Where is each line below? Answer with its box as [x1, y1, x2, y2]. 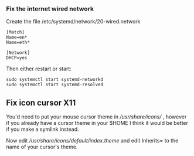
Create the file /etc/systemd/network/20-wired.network [6, 18, 141, 25]
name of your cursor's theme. [6, 143, 78, 151]
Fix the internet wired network [6, 5, 94, 13]
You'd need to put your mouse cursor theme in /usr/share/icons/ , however [6, 113, 187, 120]
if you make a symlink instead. [6, 126, 79, 133]
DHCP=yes [6, 55, 28, 61]
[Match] [6, 29, 25, 35]
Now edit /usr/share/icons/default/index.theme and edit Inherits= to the [6, 137, 179, 144]
